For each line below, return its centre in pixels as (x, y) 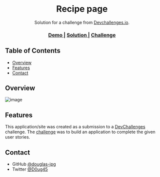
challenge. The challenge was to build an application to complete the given (80, 132)
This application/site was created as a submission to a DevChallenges (75, 127)
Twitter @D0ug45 (30, 169)
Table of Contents (33, 51)
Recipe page (82, 9)
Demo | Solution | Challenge (82, 35)
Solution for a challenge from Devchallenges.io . (82, 22)
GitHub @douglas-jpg (34, 164)
